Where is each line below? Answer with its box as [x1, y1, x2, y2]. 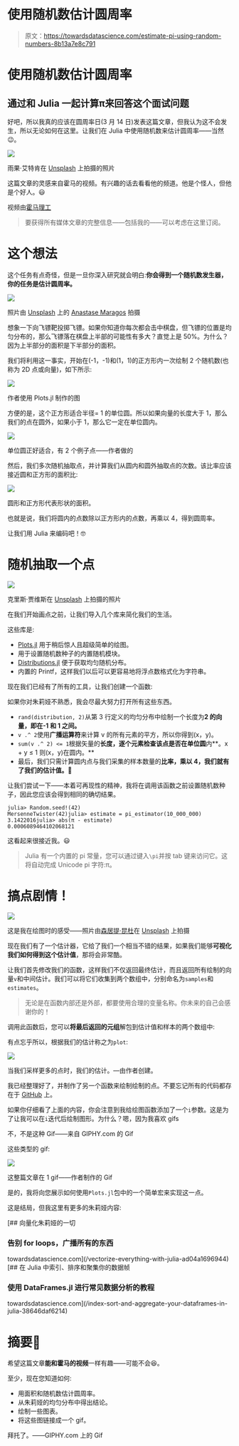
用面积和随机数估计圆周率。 [17, 1389, 100, 1398]
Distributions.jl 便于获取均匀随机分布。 [17, 658, 130, 666]
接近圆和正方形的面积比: [7, 470, 78, 478]
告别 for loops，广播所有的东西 [7, 1238, 114, 1248]
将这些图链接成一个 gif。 [17, 1416, 90, 1425]
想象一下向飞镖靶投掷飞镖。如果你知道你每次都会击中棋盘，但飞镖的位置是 [7, 323, 225, 331]
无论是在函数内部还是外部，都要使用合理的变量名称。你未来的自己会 [24, 998, 225, 1007]
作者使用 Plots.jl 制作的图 [7, 393, 80, 402]
